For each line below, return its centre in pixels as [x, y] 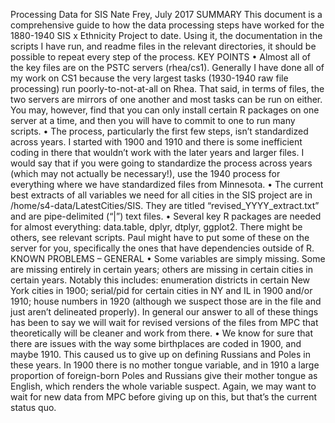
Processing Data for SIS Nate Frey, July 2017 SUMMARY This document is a [166, 14]
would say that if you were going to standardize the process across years [161, 163]
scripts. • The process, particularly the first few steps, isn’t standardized [159, 131]
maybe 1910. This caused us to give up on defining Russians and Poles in [160, 354]
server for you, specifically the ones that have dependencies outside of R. [162, 248]
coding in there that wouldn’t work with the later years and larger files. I [157, 152]
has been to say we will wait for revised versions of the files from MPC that [164, 322]
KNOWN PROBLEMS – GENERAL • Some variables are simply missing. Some [168, 258]
